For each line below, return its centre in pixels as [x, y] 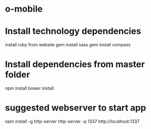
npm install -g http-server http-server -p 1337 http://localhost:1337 [72, 121]
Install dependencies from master [75, 64]
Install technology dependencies [73, 31]
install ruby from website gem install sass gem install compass [68, 45]
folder [18, 75]
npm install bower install [29, 88]
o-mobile [24, 9]
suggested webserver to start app [76, 108]
